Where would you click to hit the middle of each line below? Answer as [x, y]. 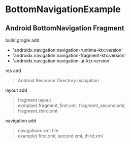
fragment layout [34, 100]
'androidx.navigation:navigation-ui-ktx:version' [61, 61]
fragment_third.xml [37, 111]
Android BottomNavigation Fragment [65, 28]
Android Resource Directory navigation [58, 80]
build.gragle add [22, 40]
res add [13, 70]
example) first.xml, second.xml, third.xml [60, 136]
